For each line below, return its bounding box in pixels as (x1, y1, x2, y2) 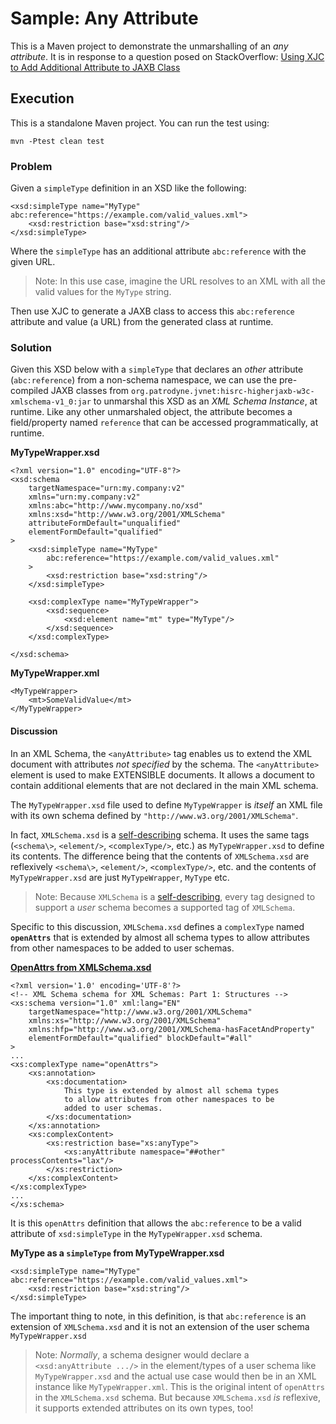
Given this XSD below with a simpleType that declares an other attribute (10, 363, 304, 376)
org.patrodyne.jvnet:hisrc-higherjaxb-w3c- (131, 387, 315, 397)
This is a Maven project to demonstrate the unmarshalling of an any (10, 40, 289, 52)
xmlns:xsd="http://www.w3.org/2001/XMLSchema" (28, 510, 226, 520)
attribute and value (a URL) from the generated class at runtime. (10, 316, 274, 328)
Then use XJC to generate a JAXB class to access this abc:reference (10, 305, 295, 317)
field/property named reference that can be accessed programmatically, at (10, 417, 319, 429)
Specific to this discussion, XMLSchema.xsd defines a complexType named (10, 920, 305, 932)
